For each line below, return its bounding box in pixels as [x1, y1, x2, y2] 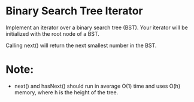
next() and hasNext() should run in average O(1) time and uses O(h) [14, 82, 181, 89]
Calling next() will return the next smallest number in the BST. [5, 42, 157, 49]
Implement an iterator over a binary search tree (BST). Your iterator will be [5, 24, 188, 31]
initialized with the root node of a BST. [5, 30, 100, 37]
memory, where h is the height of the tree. [14, 88, 119, 96]
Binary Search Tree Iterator [5, 4, 143, 18]
